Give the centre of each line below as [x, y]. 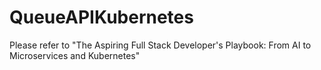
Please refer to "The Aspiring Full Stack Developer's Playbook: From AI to [160, 45]
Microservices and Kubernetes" [75, 55]
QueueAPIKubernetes [101, 17]
